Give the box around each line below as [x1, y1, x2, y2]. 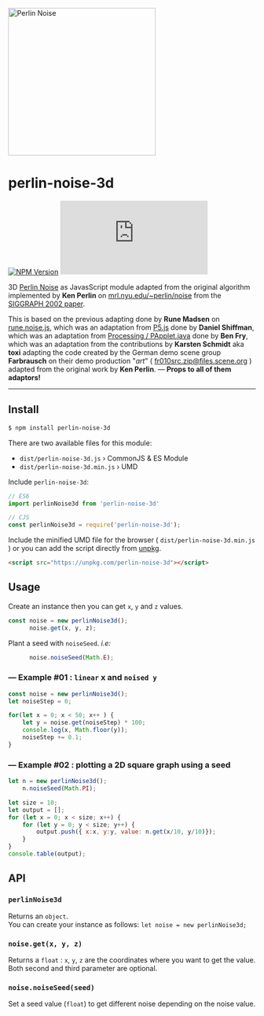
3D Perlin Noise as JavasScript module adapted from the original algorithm [8, 282, 251, 291]
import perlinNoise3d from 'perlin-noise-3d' [8, 500, 159, 508]
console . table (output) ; [8, 850, 86, 858]
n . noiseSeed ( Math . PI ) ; [22, 785, 97, 792]
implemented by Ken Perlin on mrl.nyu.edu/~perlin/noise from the [8, 290, 222, 300]
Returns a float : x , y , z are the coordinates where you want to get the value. [8, 955, 256, 964]
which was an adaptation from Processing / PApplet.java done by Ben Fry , [8, 331, 249, 340]
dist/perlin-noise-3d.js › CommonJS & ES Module [19, 453, 189, 463]
